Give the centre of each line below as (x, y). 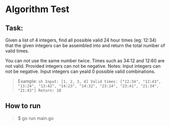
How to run (23, 106)
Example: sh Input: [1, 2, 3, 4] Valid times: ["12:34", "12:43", (89, 81)
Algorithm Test (37, 9)
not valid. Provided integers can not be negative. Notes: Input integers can (83, 66)
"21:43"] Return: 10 (39, 91)
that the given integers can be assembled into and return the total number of (85, 46)
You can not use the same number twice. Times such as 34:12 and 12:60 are (85, 61)
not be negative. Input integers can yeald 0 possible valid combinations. (80, 71)
